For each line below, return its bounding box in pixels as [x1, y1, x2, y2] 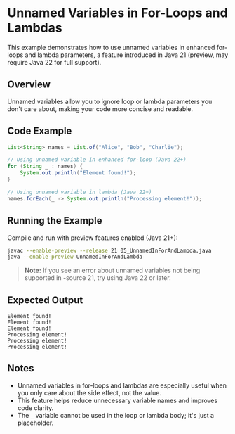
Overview [7, 79, 51, 91]
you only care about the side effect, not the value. [17, 388, 162, 397]
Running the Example [7, 215, 103, 226]
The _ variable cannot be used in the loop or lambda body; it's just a [17, 411, 215, 419]
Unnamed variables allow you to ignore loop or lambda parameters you [7, 97, 213, 106]
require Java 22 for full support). [7, 58, 102, 66]
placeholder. [17, 419, 54, 427]
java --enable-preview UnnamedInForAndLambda [7, 253, 142, 261]
